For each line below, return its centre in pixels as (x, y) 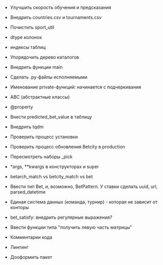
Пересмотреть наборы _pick (41, 157)
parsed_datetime (28, 192)
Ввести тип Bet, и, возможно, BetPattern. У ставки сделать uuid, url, (84, 186)
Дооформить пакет (31, 257)
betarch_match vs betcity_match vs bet (51, 176)
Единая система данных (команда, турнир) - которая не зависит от (84, 202)
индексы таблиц (28, 47)
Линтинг (19, 247)
